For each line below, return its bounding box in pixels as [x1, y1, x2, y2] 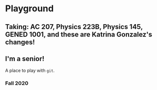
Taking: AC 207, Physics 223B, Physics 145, [5, 23, 143, 31]
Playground [5, 3, 54, 14]
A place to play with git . [5, 67, 55, 74]
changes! [5, 38, 35, 46]
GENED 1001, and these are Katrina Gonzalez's [5, 30, 153, 38]
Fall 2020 [5, 80, 29, 87]
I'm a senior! [5, 55, 45, 63]
